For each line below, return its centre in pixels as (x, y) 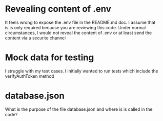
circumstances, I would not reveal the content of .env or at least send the (79, 33)
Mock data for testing (50, 58)
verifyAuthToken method (30, 76)
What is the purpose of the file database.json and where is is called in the (79, 109)
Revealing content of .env (58, 9)
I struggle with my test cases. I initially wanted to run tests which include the (82, 71)
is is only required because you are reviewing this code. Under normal (75, 27)
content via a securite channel (35, 38)
